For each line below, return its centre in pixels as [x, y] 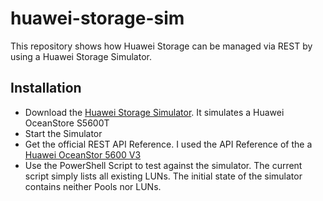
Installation [46, 88]
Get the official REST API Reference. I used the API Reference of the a [168, 144]
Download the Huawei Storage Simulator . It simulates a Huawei [154, 112]
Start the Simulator [63, 133]
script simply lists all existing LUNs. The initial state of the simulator [163, 176]
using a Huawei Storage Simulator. [81, 56]
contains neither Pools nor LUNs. [93, 186]
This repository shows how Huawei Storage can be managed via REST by [161, 46]
